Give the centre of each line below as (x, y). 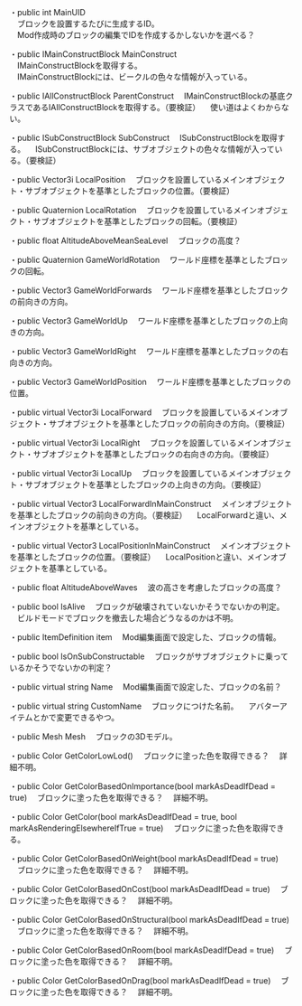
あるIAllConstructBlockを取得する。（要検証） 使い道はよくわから (157, 107)
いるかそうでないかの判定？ (61, 668)
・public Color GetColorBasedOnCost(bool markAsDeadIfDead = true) (140, 889)
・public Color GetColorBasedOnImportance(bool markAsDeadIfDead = (143, 786)
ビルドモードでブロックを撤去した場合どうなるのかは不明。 (128, 618)
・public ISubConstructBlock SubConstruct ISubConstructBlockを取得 (143, 138)
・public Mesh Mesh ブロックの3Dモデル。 (93, 737)
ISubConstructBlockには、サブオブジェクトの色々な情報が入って (155, 149)
